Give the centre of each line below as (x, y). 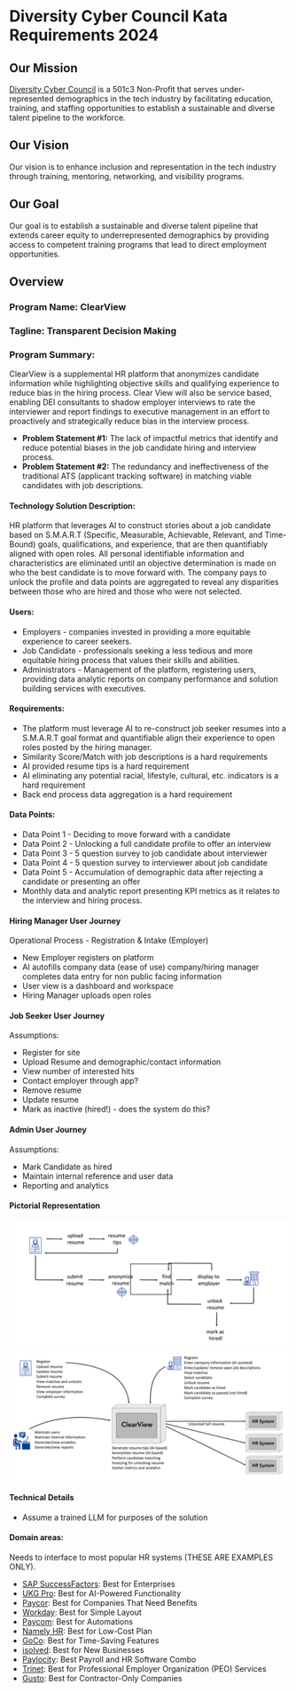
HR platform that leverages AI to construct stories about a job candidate (140, 526)
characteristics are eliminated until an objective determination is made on (143, 563)
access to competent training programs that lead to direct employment (138, 244)
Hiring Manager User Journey (65, 921)
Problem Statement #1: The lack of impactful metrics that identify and (150, 439)
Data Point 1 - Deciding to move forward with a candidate (126, 834)
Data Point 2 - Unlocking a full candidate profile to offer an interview (147, 843)
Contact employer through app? (80, 1081)
